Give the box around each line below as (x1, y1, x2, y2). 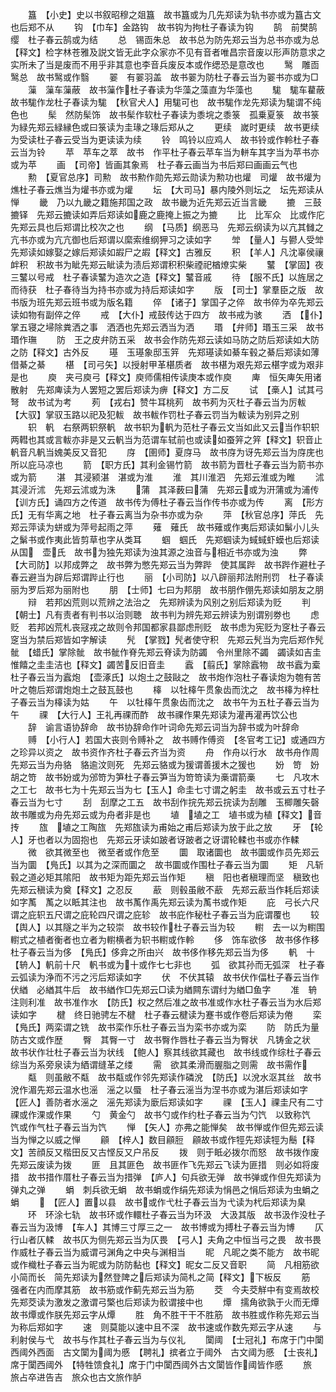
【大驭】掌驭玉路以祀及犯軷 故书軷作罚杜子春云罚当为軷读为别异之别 (10, 409, 300, 420)
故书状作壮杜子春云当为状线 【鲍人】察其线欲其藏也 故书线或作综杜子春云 (10, 1046, 322, 1058)
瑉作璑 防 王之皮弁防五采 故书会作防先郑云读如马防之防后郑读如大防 (10, 334, 320, 345)
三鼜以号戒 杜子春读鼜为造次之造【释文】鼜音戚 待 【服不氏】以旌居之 (10, 271, 324, 283)
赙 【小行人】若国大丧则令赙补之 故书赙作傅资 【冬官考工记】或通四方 (27, 734, 326, 745)
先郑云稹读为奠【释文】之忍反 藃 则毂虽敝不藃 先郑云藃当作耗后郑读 (10, 884, 320, 895)
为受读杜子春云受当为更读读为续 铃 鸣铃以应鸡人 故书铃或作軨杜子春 (10, 134, 320, 145)
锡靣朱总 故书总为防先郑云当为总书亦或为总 (134, 34, 320, 45)
